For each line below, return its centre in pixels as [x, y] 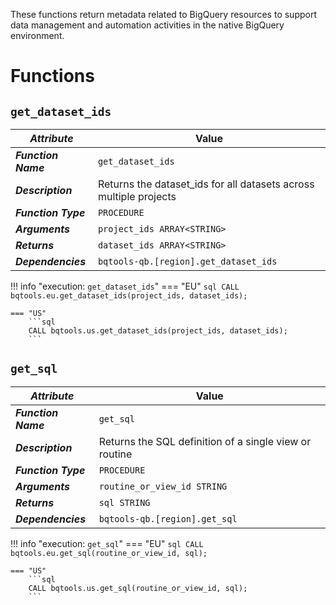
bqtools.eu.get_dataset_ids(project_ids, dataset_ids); [129, 296]
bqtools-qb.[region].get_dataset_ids [187, 261]
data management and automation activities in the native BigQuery [147, 25]
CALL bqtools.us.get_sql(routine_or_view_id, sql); [138, 588]
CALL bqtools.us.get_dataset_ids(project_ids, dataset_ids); [158, 331]
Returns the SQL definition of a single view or [205, 441]
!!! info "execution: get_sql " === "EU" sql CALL [107, 543]
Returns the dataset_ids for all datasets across [206, 184]
